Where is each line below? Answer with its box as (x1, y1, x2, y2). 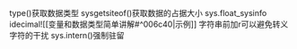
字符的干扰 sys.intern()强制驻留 (9, 30, 125, 40)
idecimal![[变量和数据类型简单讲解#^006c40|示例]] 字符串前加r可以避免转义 (9, 19, 289, 29)
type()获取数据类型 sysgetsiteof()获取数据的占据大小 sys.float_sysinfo (9, 8, 267, 18)
